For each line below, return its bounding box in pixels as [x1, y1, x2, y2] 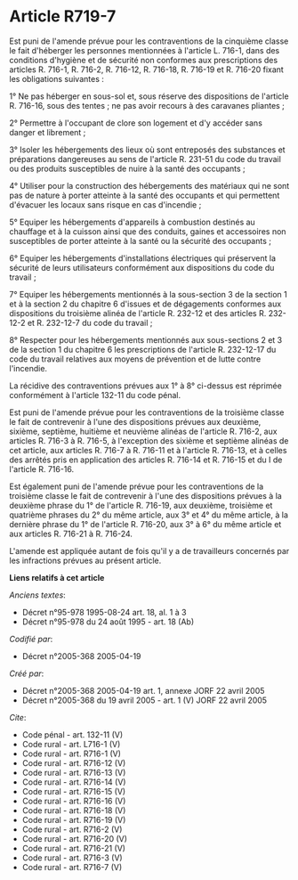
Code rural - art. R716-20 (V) [21, 833, 127, 843]
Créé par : [9, 668, 44, 679]
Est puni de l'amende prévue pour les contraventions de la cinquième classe [9, 36, 289, 46]
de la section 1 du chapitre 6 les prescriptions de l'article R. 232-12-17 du [9, 344, 277, 354]
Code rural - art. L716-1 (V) [21, 738, 121, 749]
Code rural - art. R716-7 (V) [21, 861, 123, 872]
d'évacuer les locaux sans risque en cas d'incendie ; [9, 199, 202, 210]
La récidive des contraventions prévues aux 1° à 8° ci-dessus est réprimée [9, 380, 282, 391]
